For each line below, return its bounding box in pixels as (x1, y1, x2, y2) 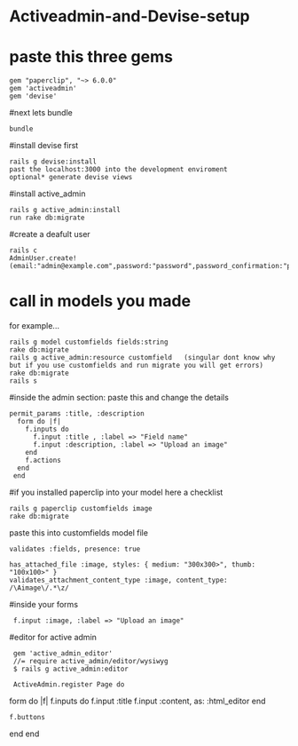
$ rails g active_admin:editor (12, 664, 129, 674)
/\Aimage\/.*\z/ (9, 583, 69, 592)
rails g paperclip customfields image (9, 504, 153, 513)
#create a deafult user (9, 229, 90, 240)
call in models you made (9, 291, 192, 312)
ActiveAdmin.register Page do (12, 680, 125, 689)
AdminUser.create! (9, 254, 77, 263)
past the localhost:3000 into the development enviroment (9, 165, 228, 174)
